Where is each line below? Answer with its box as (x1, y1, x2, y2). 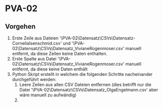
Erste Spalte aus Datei (12, 56, 57, 61)
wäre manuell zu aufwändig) (19, 92, 77, 98)
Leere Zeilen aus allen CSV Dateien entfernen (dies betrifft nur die (19, 82, 152, 88)
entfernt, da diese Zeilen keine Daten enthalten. (12, 51, 108, 56)
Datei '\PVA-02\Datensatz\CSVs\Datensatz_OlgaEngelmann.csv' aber (19, 87, 158, 92)
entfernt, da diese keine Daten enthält (12, 66, 88, 72)
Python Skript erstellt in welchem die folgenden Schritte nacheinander (12, 71, 153, 77)
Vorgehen (5, 22, 36, 31)
